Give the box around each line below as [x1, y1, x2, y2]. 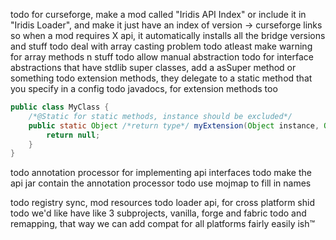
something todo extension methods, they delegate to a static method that [10, 72, 313, 84]
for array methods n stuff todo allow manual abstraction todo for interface [10, 51, 314, 63]
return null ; [46, 130, 101, 140]
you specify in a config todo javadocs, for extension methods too [10, 83, 278, 94]
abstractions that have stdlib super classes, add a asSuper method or [10, 62, 297, 73]
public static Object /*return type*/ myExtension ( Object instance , [28, 120, 320, 131]
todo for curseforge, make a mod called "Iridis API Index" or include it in [10, 9, 307, 20]
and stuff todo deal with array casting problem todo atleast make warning [10, 40, 313, 52]
